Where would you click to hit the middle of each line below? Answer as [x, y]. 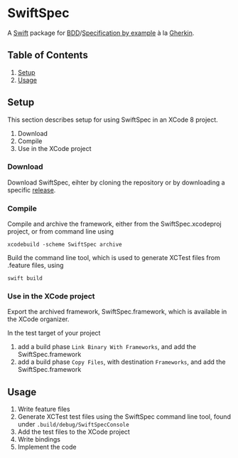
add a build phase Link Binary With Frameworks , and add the [107, 347]
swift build [25, 279]
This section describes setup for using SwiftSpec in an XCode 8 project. [113, 120]
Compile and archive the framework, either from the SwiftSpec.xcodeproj [114, 224]
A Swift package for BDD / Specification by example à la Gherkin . [101, 33]
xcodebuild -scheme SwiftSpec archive [65, 245]
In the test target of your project [54, 333]
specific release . [32, 189]
